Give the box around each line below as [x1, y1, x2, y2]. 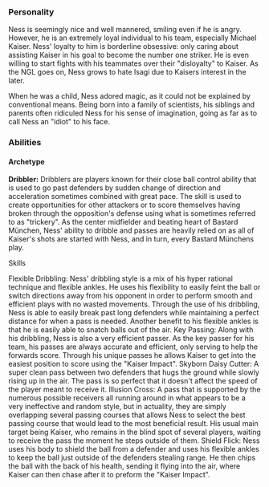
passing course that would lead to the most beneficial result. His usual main [8, 419, 259, 428]
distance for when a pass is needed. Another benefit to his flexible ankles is [8, 316, 259, 327]
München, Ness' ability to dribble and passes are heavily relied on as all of [8, 225, 255, 235]
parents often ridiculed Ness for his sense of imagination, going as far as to [8, 108, 258, 118]
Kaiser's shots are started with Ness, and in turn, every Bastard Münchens [8, 234, 255, 244]
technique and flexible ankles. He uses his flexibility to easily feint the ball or [8, 282, 261, 292]
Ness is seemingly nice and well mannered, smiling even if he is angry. [8, 25, 243, 34]
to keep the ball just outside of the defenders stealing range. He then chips [8, 453, 256, 463]
